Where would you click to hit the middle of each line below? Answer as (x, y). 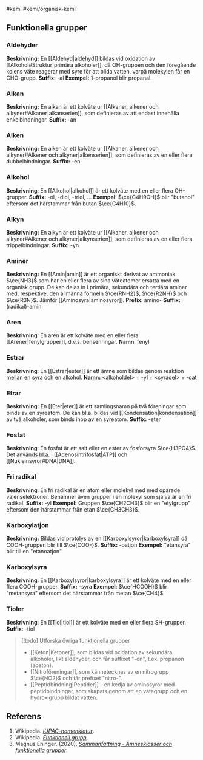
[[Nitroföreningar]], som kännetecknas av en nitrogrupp (99, 671)
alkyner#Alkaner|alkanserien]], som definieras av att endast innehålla (93, 113)
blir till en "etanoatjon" (34, 551)
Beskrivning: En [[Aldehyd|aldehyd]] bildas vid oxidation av (81, 58)
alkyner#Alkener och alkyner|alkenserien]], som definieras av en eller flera (99, 155)
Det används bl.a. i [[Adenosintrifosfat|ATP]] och (67, 454)
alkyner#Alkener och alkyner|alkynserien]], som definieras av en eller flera (99, 239)
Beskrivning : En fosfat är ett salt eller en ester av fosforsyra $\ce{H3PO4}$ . (101, 448)
